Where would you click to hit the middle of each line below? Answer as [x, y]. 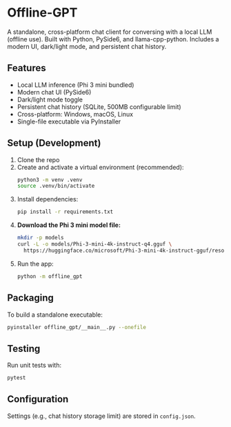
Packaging [30, 298]
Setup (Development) [54, 143]
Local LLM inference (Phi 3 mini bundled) [76, 85]
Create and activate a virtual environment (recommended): [100, 167]
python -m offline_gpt [50, 276]
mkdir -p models [40, 238]
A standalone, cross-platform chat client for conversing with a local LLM [110, 32]
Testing [24, 349]
